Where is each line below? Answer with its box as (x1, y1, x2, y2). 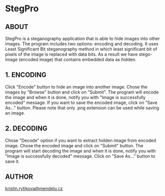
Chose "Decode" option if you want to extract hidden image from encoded (5, 137, 157, 143)
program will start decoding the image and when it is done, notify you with (5, 148, 156, 154)
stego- (138, 51, 153, 57)
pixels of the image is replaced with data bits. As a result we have (5, 51, 138, 57)
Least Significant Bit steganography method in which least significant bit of (5, 46, 158, 52)
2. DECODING (5, 124, 48, 133)
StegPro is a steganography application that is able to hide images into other (5, 35, 160, 41)
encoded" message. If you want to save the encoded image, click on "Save (5, 99, 158, 105)
